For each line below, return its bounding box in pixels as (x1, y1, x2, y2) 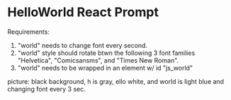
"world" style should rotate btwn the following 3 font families (17, 49, 196, 57)
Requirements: (7, 27, 50, 36)
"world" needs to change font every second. (17, 41, 147, 49)
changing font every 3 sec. (7, 85, 86, 93)
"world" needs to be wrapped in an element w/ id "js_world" (17, 63, 193, 72)
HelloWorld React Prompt (7, 4, 159, 20)
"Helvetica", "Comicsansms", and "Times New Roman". (17, 56, 179, 64)
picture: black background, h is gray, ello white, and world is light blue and (7, 77, 225, 85)
